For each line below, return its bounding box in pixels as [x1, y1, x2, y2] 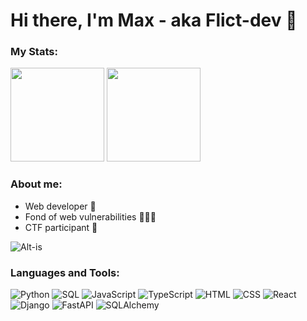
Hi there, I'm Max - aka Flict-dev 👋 [10, 9, 298, 32]
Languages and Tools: [10, 265, 120, 279]
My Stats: [10, 45, 58, 59]
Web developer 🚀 [24, 200, 97, 212]
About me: [10, 177, 63, 191]
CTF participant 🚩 [24, 221, 98, 233]
